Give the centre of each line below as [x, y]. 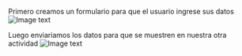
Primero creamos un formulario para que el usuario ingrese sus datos [121, 11]
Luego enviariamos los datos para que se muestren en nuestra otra [117, 35]
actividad [23, 43]
